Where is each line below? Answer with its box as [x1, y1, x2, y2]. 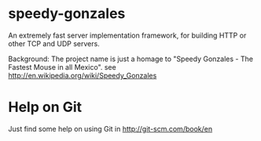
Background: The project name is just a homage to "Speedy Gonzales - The [8, 54, 254, 63]
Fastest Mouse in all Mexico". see [8, 62, 116, 71]
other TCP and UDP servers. [8, 38, 100, 48]
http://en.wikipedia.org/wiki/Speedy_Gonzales [8, 70, 157, 80]
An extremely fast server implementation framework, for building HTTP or [8, 31, 247, 40]
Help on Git [8, 99, 83, 116]
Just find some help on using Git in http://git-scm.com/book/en [8, 124, 213, 133]
